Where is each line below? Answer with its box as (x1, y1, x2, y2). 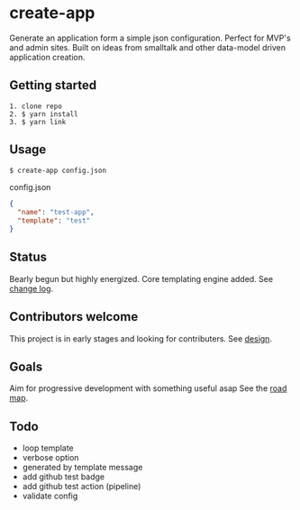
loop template (22, 442, 74, 453)
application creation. (9, 51, 86, 62)
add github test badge (22, 471, 105, 482)
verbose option (22, 452, 79, 463)
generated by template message (22, 462, 143, 473)
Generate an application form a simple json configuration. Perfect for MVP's (9, 32, 291, 43)
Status (9, 250, 48, 265)
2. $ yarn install (9, 109, 78, 119)
